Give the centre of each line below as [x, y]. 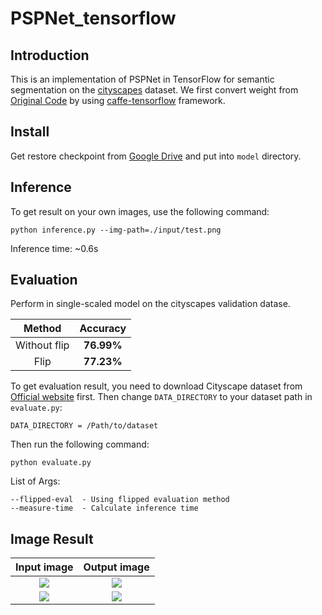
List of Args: [35, 481]
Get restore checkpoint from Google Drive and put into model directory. [156, 156]
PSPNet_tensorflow [93, 18]
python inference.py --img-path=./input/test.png [116, 230]
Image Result [52, 538]
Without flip [42, 345]
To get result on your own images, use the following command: [140, 211]
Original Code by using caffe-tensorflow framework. [118, 100]
